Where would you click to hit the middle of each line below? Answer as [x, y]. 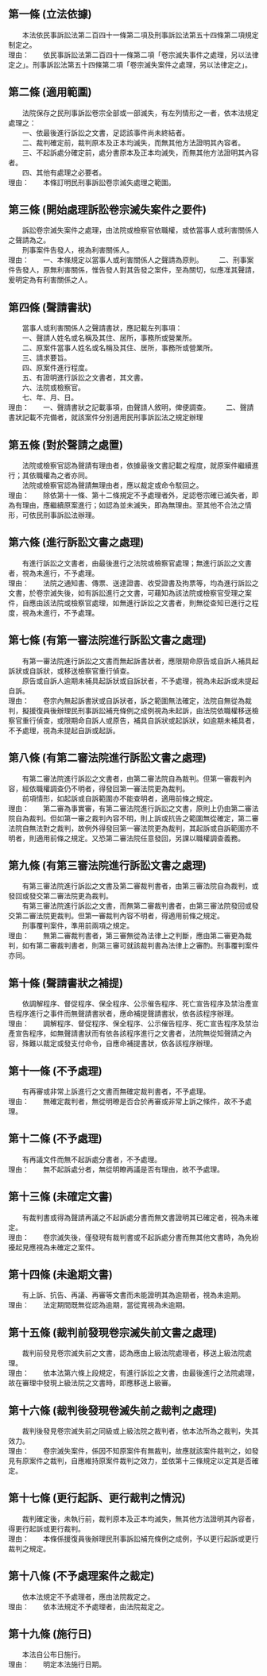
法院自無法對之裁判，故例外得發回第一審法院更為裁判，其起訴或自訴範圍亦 [130, 828]
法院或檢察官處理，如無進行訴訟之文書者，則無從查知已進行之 [151, 603]
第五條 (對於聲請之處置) [66, 444]
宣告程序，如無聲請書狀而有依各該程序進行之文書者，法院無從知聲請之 [130, 1033]
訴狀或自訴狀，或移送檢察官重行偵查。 [71, 670]
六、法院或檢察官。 [53, 388]
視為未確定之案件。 [67, 1247]
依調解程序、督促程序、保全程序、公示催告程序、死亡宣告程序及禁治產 [137, 1004]
